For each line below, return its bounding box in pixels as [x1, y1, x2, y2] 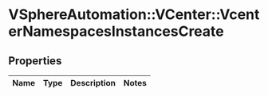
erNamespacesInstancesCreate [8, 22, 225, 40]
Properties [8, 54, 62, 67]
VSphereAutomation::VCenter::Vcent [8, 6, 260, 24]
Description [70, 78, 116, 88]
